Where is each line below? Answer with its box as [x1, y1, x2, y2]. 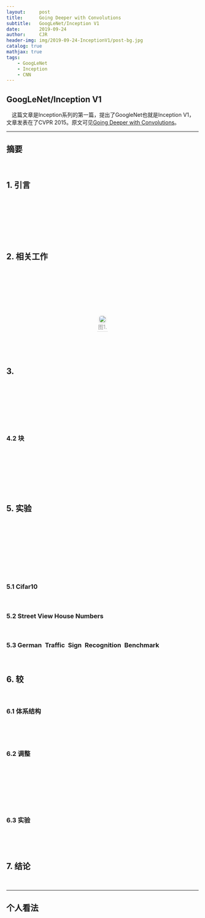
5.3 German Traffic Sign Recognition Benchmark [6, 640, 160, 649]
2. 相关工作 [6, 251, 48, 262]
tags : [6, 54, 20, 61]
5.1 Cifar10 [6, 582, 38, 591]
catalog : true [6, 43, 43, 50]
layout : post [6, 9, 51, 15]
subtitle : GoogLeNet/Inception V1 [6, 20, 99, 26]
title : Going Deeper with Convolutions [6, 15, 121, 21]
